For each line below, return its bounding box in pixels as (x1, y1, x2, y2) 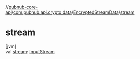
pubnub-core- (8, 4, 38, 10)
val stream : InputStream (5, 48, 55, 54)
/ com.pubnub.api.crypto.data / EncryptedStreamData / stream (11, 9, 135, 15)
